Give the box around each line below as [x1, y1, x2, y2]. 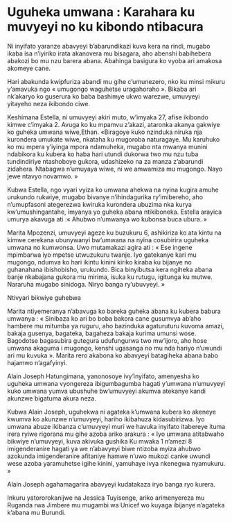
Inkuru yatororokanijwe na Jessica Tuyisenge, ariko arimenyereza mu [7, 494, 205, 502]
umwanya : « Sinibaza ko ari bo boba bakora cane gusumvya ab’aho [7, 314, 202, 323]
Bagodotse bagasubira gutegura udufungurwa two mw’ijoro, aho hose [7, 336, 208, 344]
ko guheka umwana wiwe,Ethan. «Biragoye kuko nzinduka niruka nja [7, 128, 203, 136]
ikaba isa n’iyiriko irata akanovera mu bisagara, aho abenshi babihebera [7, 49, 211, 58]
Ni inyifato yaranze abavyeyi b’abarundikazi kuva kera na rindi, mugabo [7, 42, 211, 50]
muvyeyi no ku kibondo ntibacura [7, 19, 204, 35]
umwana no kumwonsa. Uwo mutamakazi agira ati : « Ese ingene [7, 243, 193, 251]
